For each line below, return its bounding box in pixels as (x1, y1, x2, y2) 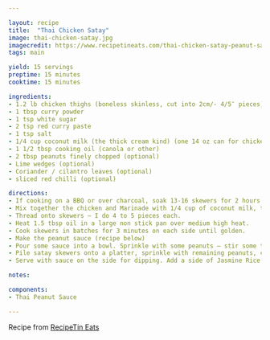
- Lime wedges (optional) (8, 160, 95, 168)
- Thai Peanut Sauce (8, 293, 78, 301)
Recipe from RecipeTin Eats (8, 322, 100, 332)
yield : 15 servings (8, 63, 74, 72)
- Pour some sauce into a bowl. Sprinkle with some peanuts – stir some (8, 242, 257, 250)
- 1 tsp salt (8, 130, 52, 138)
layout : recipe (8, 18, 59, 27)
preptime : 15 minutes (8, 71, 81, 79)
